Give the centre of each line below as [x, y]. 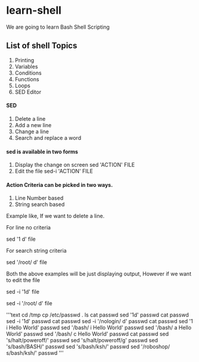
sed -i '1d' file [23, 292]
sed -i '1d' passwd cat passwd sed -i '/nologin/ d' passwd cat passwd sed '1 [100, 321]
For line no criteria [29, 228]
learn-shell [34, 10]
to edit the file [23, 280]
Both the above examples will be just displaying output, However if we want [99, 274]
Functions [27, 79]
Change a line [32, 131]
